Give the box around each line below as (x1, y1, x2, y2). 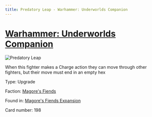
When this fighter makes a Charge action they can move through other (5, 64, 147, 70)
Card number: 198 (5, 107, 42, 113)
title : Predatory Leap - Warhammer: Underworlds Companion (5, 7, 128, 12)
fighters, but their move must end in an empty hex (5, 69, 106, 75)
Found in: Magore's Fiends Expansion (5, 97, 81, 103)
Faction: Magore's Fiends (5, 88, 56, 94)
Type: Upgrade (5, 78, 36, 84)
